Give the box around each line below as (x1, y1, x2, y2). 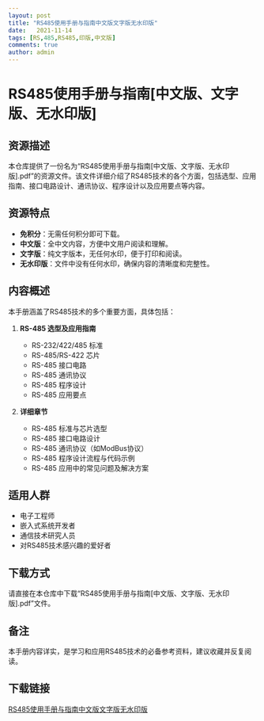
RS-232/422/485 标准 (31, 340, 104, 349)
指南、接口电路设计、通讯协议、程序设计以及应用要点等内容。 (8, 181, 209, 190)
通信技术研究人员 (19, 531, 76, 540)
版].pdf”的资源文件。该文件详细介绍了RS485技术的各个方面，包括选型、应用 (8, 171, 257, 181)
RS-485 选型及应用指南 (19, 323, 96, 333)
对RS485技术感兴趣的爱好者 (19, 540, 111, 551)
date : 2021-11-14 (8, 26, 73, 34)
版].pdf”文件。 (8, 599, 55, 608)
